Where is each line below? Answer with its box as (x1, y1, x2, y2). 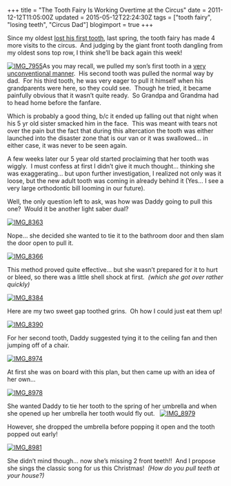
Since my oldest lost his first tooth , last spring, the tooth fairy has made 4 (7, 34, 216, 42)
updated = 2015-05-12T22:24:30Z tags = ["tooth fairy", (54, 13, 212, 21)
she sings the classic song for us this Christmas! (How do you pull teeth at (7, 464, 220, 472)
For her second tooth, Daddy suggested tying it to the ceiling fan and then (7, 334, 217, 342)
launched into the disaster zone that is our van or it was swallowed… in (7, 134, 208, 142)
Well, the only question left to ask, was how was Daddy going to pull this (7, 197, 212, 206)
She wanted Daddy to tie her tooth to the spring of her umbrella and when (7, 402, 217, 410)
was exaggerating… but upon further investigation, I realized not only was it (7, 169, 222, 177)
